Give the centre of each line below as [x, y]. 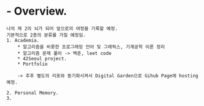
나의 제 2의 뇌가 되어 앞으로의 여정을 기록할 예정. [62, 29]
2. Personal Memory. [33, 93]
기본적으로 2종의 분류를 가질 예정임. [46, 35]
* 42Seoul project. [42, 58]
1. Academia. [23, 40]
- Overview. [37, 11]
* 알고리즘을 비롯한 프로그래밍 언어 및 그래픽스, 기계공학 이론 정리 [91, 47]
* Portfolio [32, 64]
